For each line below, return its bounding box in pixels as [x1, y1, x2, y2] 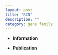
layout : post [5, 7, 33, 13]
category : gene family [5, 21, 53, 27]
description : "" [5, 17, 39, 22]
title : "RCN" [5, 12, 33, 17]
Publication [12, 45, 37, 51]
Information [12, 35, 38, 41]
